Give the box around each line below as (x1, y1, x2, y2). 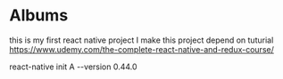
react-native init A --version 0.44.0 (9, 61, 137, 72)
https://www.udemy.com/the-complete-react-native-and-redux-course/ (9, 43, 274, 54)
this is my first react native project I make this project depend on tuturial (9, 35, 274, 45)
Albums (9, 5, 69, 26)
